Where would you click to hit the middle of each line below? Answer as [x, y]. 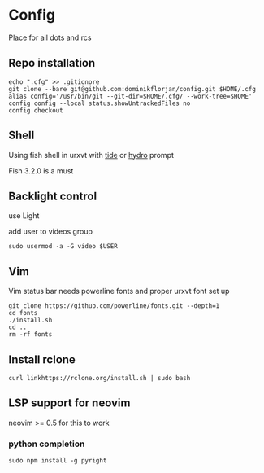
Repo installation [52, 63]
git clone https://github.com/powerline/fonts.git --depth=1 [114, 306]
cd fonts [23, 313]
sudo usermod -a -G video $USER [63, 247]
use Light [24, 216]
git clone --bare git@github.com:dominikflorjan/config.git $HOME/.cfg [132, 89]
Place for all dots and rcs [50, 37]
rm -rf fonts [30, 335]
